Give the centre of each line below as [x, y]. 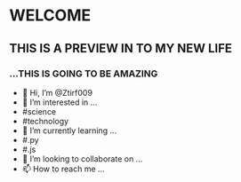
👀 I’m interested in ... [60, 102]
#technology [45, 121]
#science [39, 111]
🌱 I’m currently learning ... [69, 131]
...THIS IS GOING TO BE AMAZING [84, 74]
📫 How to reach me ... [63, 169]
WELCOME [50, 16]
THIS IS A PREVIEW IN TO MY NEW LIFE [121, 48]
